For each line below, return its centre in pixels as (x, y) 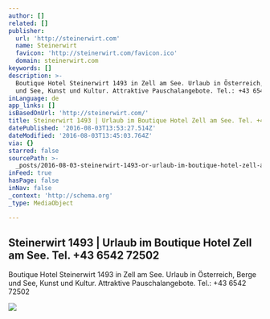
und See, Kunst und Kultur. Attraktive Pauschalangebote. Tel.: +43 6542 (127, 284)
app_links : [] (32, 106)
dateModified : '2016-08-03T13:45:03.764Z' (80, 135)
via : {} (21, 143)
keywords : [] (30, 68)
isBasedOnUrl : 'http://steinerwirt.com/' (79, 114)
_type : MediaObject (41, 203)
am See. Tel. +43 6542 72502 (84, 255)
